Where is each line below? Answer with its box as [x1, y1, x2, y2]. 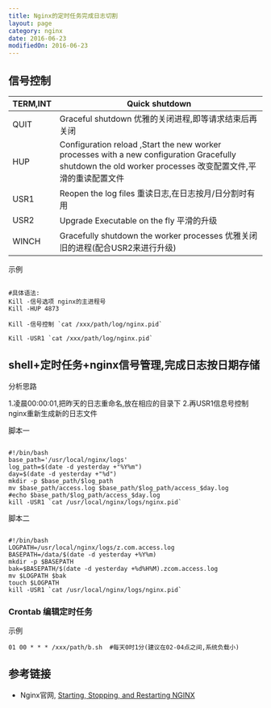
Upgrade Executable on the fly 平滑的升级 [59, 214, 218, 226]
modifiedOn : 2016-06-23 [8, 42, 89, 50]
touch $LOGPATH [8, 578, 60, 587]
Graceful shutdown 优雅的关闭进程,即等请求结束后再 [59, 113, 258, 124]
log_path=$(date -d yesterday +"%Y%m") [8, 463, 143, 471]
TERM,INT [12, 98, 52, 109]
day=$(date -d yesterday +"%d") [8, 469, 117, 478]
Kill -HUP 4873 [8, 304, 60, 313]
